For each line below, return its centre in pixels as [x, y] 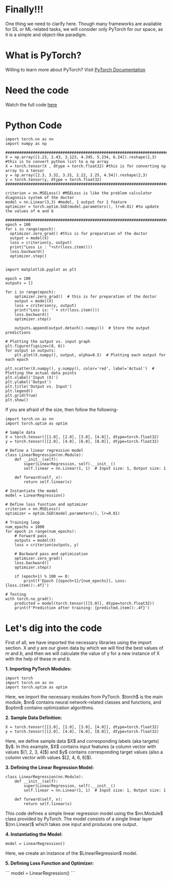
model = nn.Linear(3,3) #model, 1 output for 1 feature [66, 202]
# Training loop [23, 522]
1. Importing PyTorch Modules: [38, 669]
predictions [18, 333]
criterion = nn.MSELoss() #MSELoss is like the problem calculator [79, 193]
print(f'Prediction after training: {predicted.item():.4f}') [82, 608]
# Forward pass [31, 536]
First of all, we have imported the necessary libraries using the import [79, 642]
